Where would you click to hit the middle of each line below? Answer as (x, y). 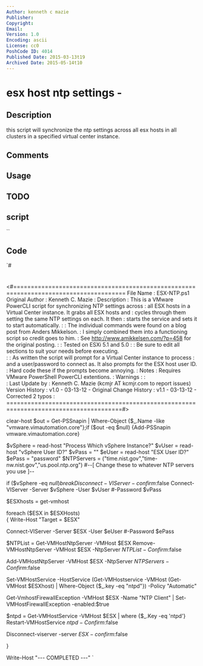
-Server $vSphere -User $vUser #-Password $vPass (95, 490)
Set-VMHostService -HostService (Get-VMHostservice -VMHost (87, 580)
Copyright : (20, 23)
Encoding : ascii (27, 40)
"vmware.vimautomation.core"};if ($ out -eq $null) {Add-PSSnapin (88, 427)
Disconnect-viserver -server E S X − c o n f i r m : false (67, 634)
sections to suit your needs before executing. (63, 351)
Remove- (144, 543)
